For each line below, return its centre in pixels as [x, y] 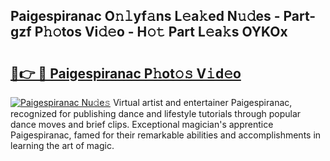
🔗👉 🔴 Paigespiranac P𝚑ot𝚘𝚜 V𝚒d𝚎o [126, 73]
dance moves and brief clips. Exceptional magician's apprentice [142, 124]
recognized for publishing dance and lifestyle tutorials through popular [156, 113]
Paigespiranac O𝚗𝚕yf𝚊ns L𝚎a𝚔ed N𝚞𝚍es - [145, 16]
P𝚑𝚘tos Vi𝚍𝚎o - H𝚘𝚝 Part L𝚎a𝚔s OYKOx [161, 32]
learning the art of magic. [62, 145]
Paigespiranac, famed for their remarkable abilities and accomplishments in [166, 135]
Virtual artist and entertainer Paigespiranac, [203, 102]
